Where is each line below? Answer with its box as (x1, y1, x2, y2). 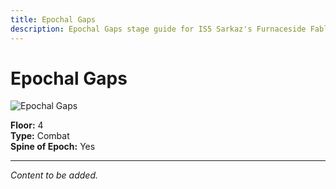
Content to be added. (10, 169, 99, 181)
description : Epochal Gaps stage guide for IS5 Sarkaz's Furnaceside (10, 24, 307, 34)
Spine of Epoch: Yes (10, 141, 96, 153)
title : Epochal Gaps (10, 14, 97, 25)
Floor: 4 (10, 119, 44, 131)
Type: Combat (10, 130, 70, 142)
